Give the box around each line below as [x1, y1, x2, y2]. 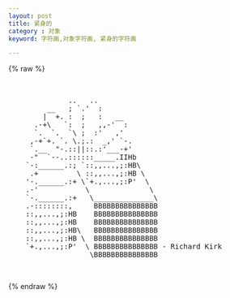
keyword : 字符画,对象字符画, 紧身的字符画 [8, 34, 137, 43]
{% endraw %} [8, 282, 58, 292]
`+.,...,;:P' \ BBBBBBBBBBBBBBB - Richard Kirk [25, 242, 223, 252]
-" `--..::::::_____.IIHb [29, 153, 137, 162]
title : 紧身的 [8, 19, 53, 28]
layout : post [8, 11, 53, 20]
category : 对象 [8, 27, 61, 35]
